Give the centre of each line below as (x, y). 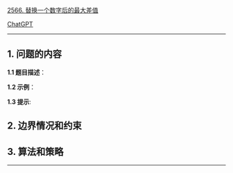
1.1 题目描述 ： (27, 72)
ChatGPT (20, 24)
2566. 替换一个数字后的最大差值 (53, 10)
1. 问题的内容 (35, 54)
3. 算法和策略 (35, 151)
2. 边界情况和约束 (44, 126)
